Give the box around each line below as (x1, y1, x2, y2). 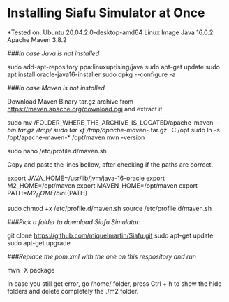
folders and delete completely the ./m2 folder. (7, 287, 139, 295)
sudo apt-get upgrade (7, 238, 71, 247)
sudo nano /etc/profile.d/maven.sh (7, 146, 107, 155)
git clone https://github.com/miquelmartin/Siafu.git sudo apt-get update (7, 231, 214, 240)
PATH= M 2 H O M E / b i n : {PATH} (7, 188, 88, 199)
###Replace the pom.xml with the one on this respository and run (7, 252, 197, 261)
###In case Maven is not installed (7, 83, 105, 92)
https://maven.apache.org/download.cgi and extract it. (7, 104, 164, 113)
